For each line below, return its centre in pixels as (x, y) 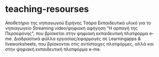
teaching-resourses (47, 9)
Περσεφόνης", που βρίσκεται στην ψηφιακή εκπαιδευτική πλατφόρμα (77, 33)
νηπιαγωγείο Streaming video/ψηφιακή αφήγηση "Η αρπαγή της (71, 28)
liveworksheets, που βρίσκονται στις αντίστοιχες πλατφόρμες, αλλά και (79, 44)
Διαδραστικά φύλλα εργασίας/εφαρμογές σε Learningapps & (78, 39)
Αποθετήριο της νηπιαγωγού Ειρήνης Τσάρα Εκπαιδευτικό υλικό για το (78, 23)
